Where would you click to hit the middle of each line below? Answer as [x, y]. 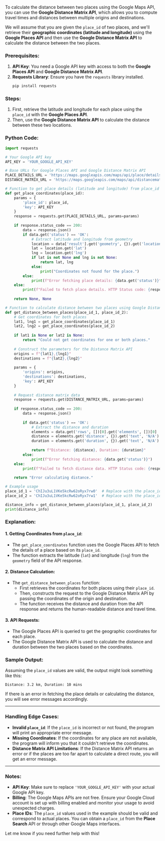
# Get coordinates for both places [50, 317]
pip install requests [34, 86]
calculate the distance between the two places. [53, 43]
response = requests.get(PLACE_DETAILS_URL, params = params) [77, 216]
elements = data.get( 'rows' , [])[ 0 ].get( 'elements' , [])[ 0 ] [94, 432]
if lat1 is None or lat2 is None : [49, 335]
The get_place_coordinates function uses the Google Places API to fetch [86, 545]
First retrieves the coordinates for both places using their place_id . [87, 588]
